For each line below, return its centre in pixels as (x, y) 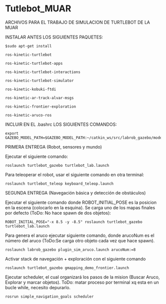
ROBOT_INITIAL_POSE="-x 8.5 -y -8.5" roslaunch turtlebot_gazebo (74, 222)
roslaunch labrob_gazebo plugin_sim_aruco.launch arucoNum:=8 (70, 250)
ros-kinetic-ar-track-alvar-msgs (40, 98)
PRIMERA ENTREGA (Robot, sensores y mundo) (54, 147)
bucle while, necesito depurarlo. (38, 287)
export (12, 133)
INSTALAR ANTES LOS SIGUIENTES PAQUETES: (54, 37)
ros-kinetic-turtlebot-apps (34, 63)
